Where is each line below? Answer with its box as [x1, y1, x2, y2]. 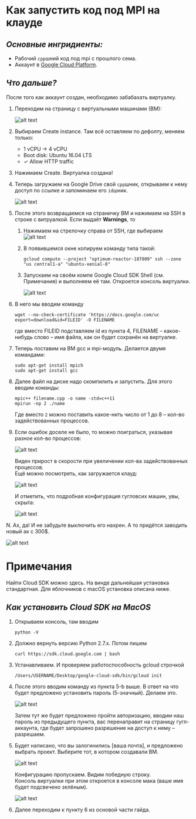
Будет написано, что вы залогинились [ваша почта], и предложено [14, 742, 183, 749]
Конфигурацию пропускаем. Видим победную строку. [14, 771, 151, 778]
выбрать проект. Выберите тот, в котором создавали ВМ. [14, 748, 158, 755]
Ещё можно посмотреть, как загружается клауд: [14, 470, 138, 477]
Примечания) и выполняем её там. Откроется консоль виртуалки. [23, 277, 191, 285]
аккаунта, [14, 724, 39, 731]
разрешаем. [14, 730, 46, 737]
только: [14, 134, 34, 141]
